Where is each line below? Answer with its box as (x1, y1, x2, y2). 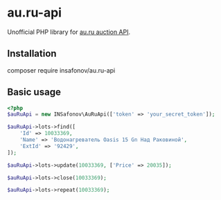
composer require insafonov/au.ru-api (7, 66, 116, 74)
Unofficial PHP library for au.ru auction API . (7, 28, 131, 36)
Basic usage (7, 87, 61, 98)
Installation (7, 48, 57, 60)
